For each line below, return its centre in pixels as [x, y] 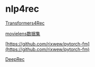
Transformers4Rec [25, 23]
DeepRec [15, 59]
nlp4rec [22, 9]
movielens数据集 [23, 33]
